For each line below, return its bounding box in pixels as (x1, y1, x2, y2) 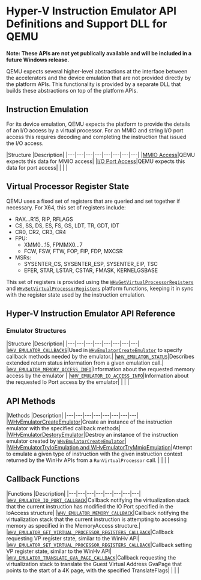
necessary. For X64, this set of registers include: (6, 203, 126, 211)
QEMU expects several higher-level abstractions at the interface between (6, 67, 188, 75)
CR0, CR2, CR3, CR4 (14, 228, 67, 235)
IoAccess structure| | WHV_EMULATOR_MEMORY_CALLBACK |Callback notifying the (6, 509, 189, 516)
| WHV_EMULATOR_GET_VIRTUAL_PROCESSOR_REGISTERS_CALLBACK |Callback (6, 528, 174, 535)
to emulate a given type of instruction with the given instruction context (6, 450, 183, 458)
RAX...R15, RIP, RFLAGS (14, 215, 73, 223)
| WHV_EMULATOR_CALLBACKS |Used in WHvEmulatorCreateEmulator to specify (6, 347, 183, 354)
